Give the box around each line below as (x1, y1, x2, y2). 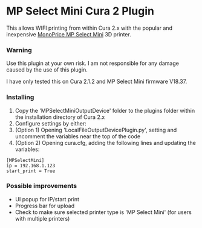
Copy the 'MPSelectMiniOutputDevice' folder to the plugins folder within (15, 107, 195, 114)
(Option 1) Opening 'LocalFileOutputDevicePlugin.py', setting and (15, 126, 177, 133)
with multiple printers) (15, 215, 70, 222)
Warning (6, 45, 32, 54)
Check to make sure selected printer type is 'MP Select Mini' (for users (15, 208, 192, 216)
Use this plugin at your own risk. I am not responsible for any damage (6, 59, 180, 67)
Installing (6, 93, 34, 101)
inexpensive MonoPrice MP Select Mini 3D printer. (6, 30, 131, 38)
